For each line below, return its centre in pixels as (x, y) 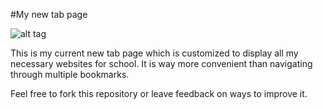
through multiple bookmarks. (70, 74)
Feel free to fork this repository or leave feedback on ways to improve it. (159, 93)
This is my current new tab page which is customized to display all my (154, 53)
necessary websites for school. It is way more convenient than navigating (161, 63)
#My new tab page (49, 14)
